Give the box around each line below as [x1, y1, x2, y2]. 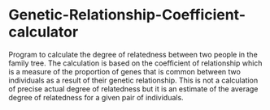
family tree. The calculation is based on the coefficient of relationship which [8, 58, 263, 68]
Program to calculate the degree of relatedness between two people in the [8, 49, 258, 59]
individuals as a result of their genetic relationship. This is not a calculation [8, 75, 259, 85]
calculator [8, 23, 79, 41]
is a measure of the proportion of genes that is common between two [8, 66, 242, 76]
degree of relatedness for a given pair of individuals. [8, 92, 185, 102]
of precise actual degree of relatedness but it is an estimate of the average [8, 83, 259, 94]
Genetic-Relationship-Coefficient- [8, 6, 246, 24]
